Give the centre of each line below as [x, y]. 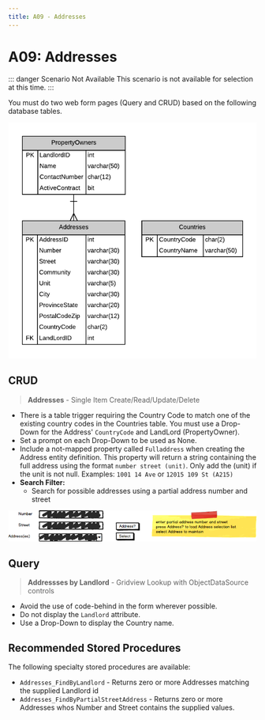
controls [41, 591]
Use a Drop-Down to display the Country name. [97, 623]
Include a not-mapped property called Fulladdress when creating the [132, 449]
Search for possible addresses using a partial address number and [140, 491]
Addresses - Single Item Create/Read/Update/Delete [114, 400]
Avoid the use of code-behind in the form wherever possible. [118, 606]
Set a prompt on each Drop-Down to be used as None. [108, 440]
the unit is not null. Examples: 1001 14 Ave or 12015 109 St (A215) [127, 474]
